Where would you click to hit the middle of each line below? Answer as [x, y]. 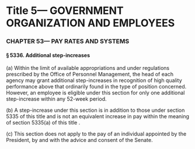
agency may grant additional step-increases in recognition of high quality [94, 80]
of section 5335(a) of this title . [43, 123]
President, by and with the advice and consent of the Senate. [79, 140]
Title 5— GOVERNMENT [65, 11]
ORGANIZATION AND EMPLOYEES [90, 23]
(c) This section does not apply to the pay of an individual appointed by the [96, 134]
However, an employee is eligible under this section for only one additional [95, 93]
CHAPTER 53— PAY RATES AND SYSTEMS [68, 41]
